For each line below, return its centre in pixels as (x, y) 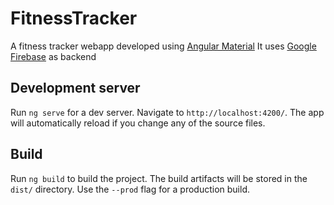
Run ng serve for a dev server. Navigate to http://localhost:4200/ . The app (167, 112)
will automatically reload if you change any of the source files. (138, 123)
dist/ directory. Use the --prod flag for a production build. (130, 189)
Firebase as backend (53, 56)
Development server (75, 88)
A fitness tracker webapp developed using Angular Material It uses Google (163, 46)
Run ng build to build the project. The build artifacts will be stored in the (159, 178)
